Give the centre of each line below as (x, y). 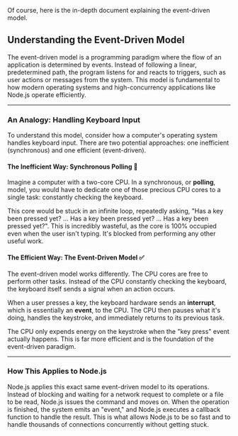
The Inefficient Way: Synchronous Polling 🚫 (73, 167)
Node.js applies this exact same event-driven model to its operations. (108, 386)
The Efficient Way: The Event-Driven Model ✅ (76, 257)
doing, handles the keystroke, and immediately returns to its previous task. (116, 318)
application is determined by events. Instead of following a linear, (102, 65)
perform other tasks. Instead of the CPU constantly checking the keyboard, (117, 281)
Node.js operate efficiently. (47, 94)
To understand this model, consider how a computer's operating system (113, 135)
